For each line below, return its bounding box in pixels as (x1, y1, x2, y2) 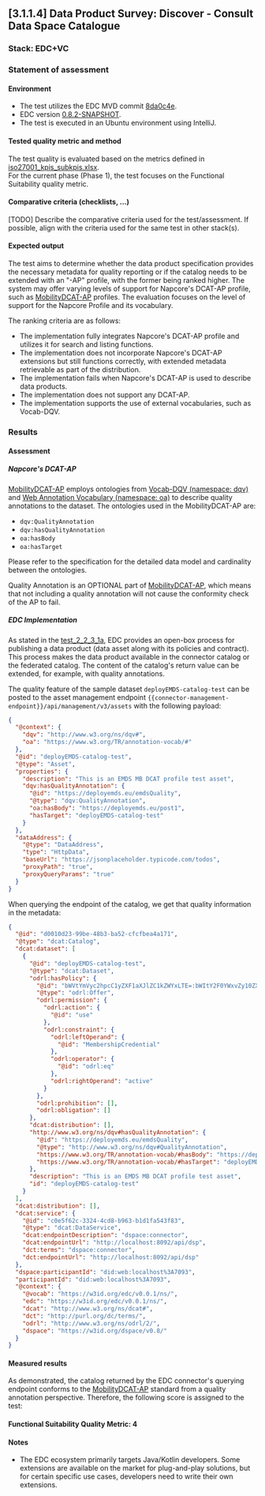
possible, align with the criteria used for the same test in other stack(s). (8, 223, 240, 232)
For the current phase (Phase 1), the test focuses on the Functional (8, 171, 225, 180)
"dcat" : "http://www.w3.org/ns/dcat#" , (22, 1305, 154, 1313)
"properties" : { (15, 767, 69, 776)
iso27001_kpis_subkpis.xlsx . (8, 162, 100, 171)
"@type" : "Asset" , (15, 760, 77, 768)
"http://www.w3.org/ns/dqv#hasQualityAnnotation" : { (28, 1129, 207, 1137)
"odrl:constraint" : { (43, 1025, 114, 1034)
